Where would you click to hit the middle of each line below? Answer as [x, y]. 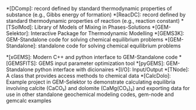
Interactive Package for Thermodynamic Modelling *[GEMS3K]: [107, 33]
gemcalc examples [29, 101]
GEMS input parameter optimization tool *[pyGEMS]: [102, 63]
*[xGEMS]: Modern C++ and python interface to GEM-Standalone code [92, 57]
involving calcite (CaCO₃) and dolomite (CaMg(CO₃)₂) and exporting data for [98, 88]
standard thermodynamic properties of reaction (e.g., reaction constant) [93, 21]
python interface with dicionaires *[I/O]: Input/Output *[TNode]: [112, 69]
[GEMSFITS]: [22, 63]
